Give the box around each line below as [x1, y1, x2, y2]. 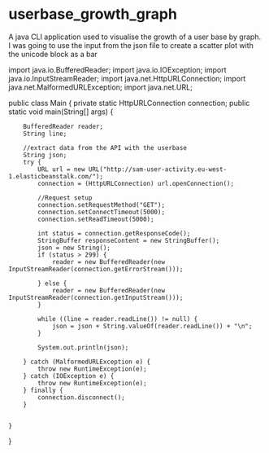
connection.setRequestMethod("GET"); [37, 200, 165, 209]
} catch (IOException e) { [23, 372, 115, 380]
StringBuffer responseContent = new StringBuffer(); [37, 236, 220, 244]
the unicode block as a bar [8, 49, 98, 59]
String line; [23, 130, 67, 138]
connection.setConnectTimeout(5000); [37, 208, 165, 216]
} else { [37, 279, 67, 288]
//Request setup [37, 193, 93, 202]
